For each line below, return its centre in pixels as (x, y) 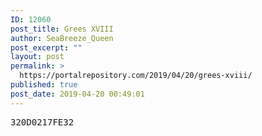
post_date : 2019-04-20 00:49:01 (77, 94)
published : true (44, 85)
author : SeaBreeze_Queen (62, 38)
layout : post (37, 57)
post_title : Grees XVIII (62, 29)
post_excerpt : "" (46, 47)
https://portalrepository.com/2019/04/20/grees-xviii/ (136, 76)
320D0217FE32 (42, 122)
